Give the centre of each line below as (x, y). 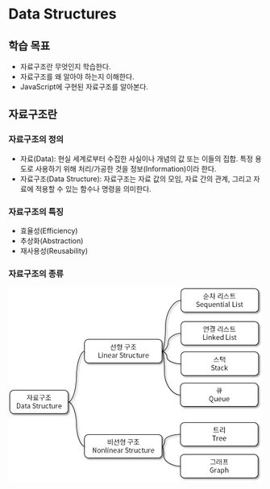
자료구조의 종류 (36, 273)
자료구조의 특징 (36, 212)
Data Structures (62, 14)
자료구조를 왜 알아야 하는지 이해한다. (77, 77)
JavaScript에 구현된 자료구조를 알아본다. (84, 87)
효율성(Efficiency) (49, 230)
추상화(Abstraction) (52, 240)
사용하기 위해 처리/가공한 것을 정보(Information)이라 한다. (126, 168)
